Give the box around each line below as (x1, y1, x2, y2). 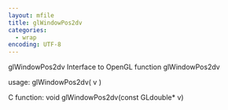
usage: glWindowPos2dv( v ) (8, 78, 102, 87)
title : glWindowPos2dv (8, 19, 83, 27)
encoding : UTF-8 (8, 41, 61, 49)
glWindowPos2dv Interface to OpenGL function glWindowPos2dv (8, 62, 220, 71)
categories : (8, 26, 47, 34)
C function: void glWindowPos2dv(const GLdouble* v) (8, 93, 184, 102)
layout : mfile (8, 11, 55, 20)
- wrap (15, 33, 37, 42)
